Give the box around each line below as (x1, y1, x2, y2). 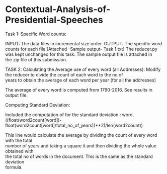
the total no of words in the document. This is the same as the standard (5, 153, 153, 159)
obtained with (5, 148, 34, 154)
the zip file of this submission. (5, 56, 67, 62)
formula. (5, 164, 23, 170)
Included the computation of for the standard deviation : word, (5, 112, 134, 118)
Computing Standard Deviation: (5, 102, 70, 108)
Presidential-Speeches (5, 14, 103, 26)
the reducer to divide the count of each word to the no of (5, 71, 123, 77)
